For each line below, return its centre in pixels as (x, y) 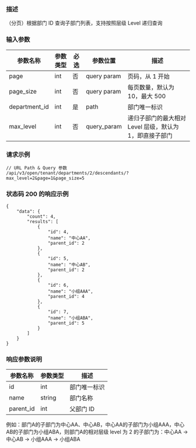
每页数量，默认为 (151, 87)
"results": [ (43, 222)
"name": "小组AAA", (70, 291)
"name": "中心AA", (69, 238)
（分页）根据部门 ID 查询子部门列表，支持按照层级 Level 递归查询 (84, 23)
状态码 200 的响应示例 (37, 194)
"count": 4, (42, 217)
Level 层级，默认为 (153, 127)
